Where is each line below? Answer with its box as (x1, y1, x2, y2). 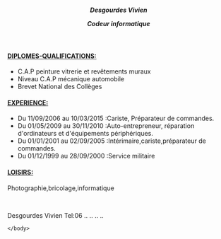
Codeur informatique (87, 19, 150, 28)
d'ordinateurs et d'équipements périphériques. (17, 129, 153, 138)
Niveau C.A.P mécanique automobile (17, 75, 125, 83)
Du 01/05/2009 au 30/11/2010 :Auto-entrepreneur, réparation (17, 122, 195, 130)
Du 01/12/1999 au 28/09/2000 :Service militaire (17, 152, 155, 161)
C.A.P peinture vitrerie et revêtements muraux (17, 67, 151, 76)
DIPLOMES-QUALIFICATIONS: (7, 52, 97, 60)
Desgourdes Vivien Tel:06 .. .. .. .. (7, 211, 104, 219)
